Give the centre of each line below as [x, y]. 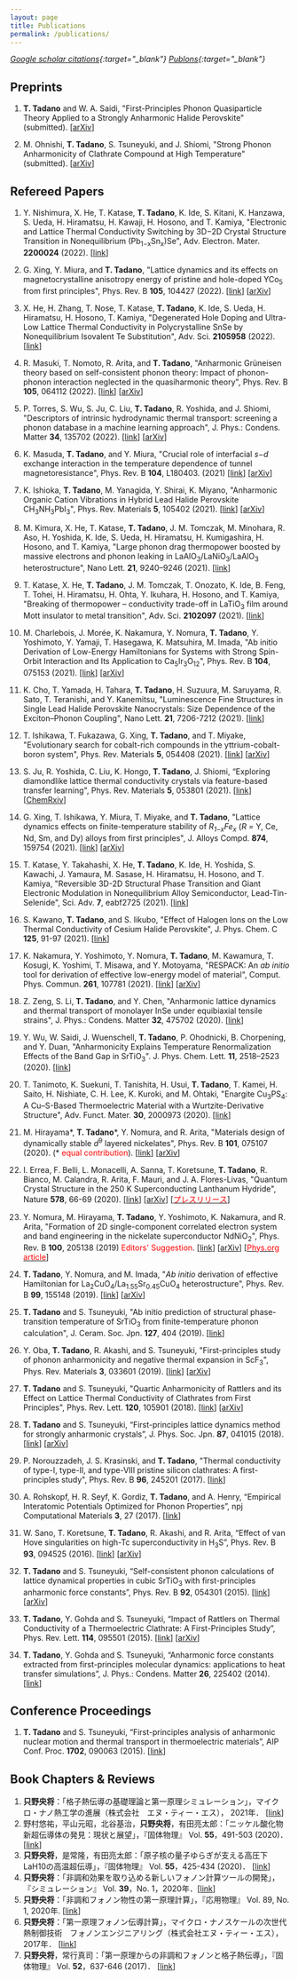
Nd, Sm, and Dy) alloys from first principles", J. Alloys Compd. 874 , [145, 838]
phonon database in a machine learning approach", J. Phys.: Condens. [152, 427]
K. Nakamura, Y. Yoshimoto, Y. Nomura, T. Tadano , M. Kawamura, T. [148, 955]
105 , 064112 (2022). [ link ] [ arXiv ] [83, 391]
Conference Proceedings [81, 1711]
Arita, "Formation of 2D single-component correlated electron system [150, 1226]
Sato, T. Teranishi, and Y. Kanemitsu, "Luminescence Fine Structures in [153, 699]
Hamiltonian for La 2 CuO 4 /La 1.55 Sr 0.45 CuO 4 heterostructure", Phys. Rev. [153, 1284]
